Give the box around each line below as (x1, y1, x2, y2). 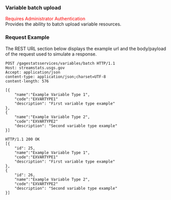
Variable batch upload (5, 4, 61, 11)
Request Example (5, 34, 50, 41)
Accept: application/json (5, 69, 60, 75)
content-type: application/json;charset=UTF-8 (5, 74, 106, 79)
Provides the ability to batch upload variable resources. (5, 21, 121, 27)
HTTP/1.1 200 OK (5, 137, 40, 142)
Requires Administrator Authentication (5, 16, 86, 22)
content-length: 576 (5, 79, 50, 84)
